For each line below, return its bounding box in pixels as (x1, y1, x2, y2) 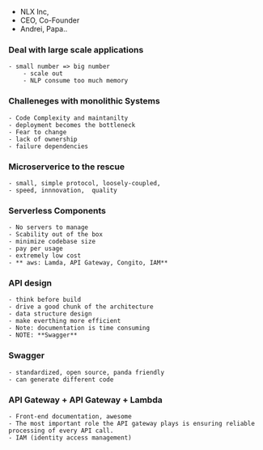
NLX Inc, (19, 7, 49, 16)
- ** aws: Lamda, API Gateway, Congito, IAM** (8, 259, 168, 267)
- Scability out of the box (8, 231, 104, 239)
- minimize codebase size (8, 238, 95, 246)
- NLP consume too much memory (23, 77, 129, 85)
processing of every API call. (8, 427, 114, 435)
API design (8, 278, 53, 289)
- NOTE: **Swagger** (8, 331, 78, 339)
